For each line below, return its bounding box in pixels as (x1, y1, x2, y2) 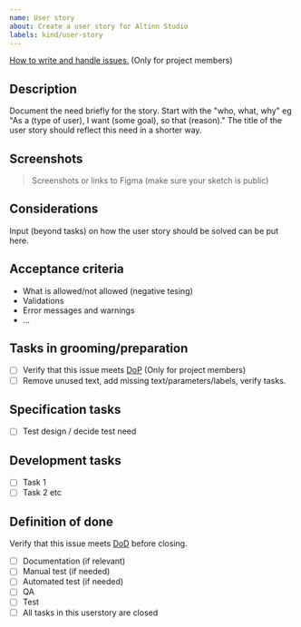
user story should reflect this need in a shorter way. (9, 124, 202, 136)
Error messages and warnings (22, 305, 135, 316)
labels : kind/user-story (9, 30, 103, 39)
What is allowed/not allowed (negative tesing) (22, 285, 193, 296)
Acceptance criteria (9, 261, 124, 277)
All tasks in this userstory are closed (22, 607, 159, 618)
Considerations (9, 201, 99, 217)
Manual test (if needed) (22, 566, 111, 577)
